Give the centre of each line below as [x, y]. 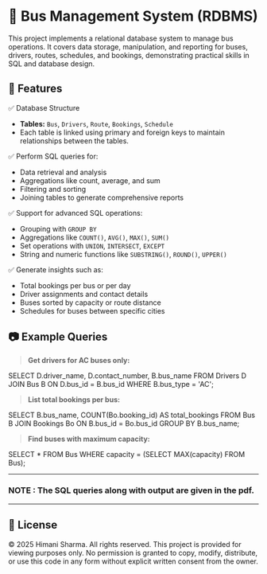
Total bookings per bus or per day [75, 285]
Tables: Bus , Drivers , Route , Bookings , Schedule [96, 123]
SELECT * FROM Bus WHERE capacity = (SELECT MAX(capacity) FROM [127, 454]
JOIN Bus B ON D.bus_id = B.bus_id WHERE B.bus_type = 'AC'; [111, 384]
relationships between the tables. [74, 141]
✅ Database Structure [44, 107]
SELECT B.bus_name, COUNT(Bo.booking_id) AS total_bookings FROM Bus [132, 415]
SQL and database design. [52, 64]
